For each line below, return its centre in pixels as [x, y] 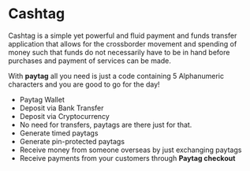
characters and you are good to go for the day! [84, 84]
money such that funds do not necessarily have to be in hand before [119, 52]
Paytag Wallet [42, 99]
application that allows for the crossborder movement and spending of [123, 43]
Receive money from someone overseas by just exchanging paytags [131, 150]
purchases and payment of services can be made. [90, 61]
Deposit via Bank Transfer [62, 108]
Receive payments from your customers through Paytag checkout [127, 158]
